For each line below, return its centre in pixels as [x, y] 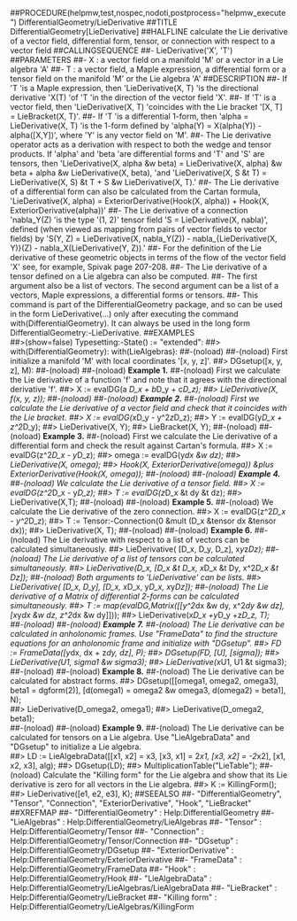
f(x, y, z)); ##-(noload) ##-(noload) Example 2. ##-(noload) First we [135, 399]
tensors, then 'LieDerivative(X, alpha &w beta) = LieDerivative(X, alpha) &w [146, 163]
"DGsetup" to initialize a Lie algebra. [76, 747]
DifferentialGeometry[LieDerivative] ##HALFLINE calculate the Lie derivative [149, 31]
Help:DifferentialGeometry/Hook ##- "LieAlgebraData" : [111, 878]
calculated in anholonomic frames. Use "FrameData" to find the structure [144, 634]
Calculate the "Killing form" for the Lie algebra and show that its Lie [165, 775]
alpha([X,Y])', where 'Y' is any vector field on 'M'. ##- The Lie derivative [141, 135]
